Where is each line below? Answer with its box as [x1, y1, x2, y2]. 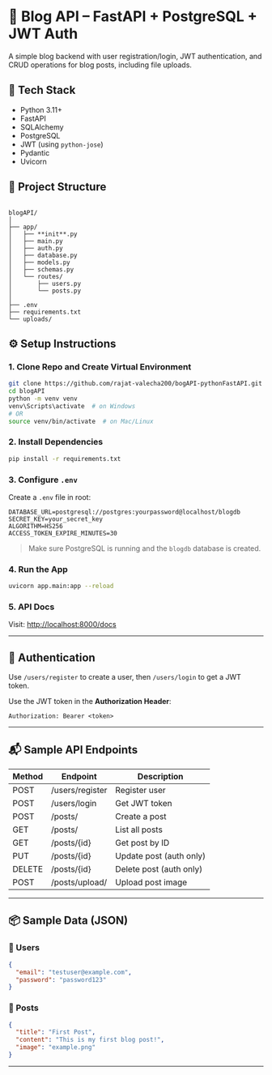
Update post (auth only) [115, 851, 206, 862]
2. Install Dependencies [8, 437, 104, 448]
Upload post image [115, 877, 188, 888]
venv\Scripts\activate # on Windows [8, 402, 136, 410]
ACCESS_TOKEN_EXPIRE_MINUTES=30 [8, 529, 117, 537]
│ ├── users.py [8, 279, 82, 288]
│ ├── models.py [8, 258, 70, 267]
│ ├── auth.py [8, 244, 63, 252]
